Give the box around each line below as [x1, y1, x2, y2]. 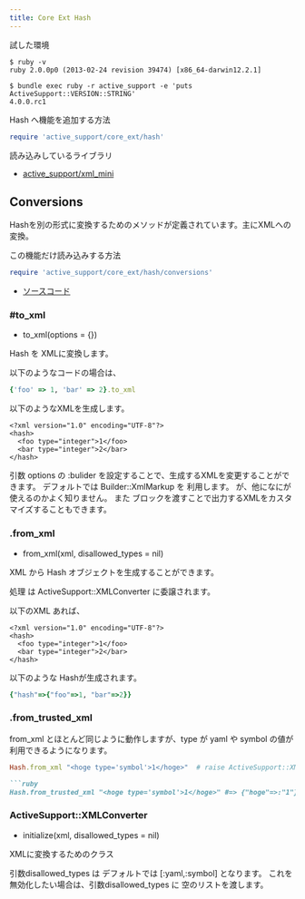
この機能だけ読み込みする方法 [9, 250, 121, 261]
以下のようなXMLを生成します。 [9, 403, 130, 414]
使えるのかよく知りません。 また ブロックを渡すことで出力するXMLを [9, 493, 270, 503]
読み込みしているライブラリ [9, 150, 113, 161]
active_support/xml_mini [22, 168, 114, 179]
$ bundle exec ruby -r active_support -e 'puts [9, 81, 193, 91]
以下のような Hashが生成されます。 [9, 672, 143, 683]
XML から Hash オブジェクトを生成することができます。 [9, 566, 220, 577]
